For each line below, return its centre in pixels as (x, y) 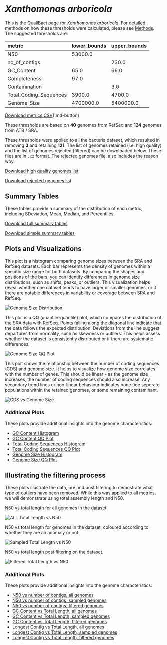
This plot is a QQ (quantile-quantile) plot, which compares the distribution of (83, 317)
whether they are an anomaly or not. (42, 532)
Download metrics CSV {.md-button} (42, 115)
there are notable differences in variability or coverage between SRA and (80, 293)
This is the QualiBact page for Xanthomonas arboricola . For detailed (75, 23)
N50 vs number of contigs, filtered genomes (58, 605)
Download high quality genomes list (42, 171)
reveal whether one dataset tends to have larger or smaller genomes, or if (81, 287)
